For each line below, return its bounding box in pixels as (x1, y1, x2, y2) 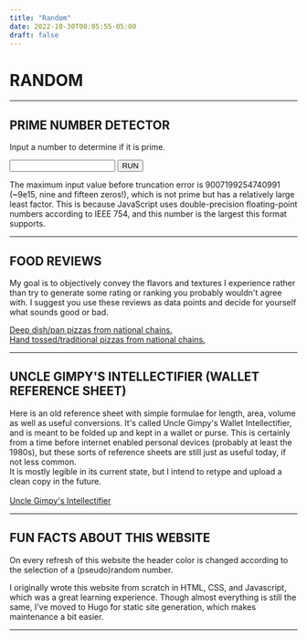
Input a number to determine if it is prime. (9, 142, 166, 153)
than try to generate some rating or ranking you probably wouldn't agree (9, 287, 282, 298)
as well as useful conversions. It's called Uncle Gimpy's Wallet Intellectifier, (9, 417, 292, 428)
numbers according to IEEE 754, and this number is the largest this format (9, 208, 288, 219)
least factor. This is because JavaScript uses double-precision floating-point (9, 198, 298, 210)
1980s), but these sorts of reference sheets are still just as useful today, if (9, 446, 286, 457)
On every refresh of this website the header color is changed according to (9, 554, 289, 565)
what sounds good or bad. (9, 306, 110, 317)
